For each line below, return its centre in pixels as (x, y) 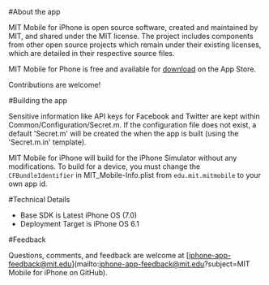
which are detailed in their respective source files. (92, 53)
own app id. (28, 184)
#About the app (34, 12)
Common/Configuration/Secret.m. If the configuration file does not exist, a (132, 125)
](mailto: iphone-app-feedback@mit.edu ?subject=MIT (161, 264)
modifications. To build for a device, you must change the (105, 166)
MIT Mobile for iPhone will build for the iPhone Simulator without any (123, 158)
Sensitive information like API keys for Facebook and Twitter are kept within (134, 116)
